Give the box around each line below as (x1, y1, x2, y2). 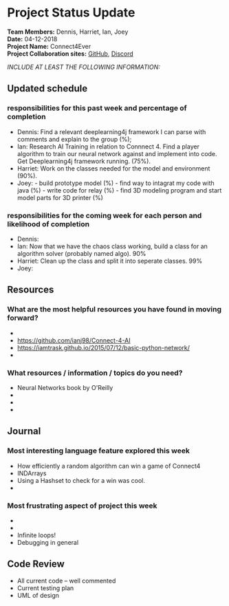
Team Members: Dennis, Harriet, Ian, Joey (7, 28, 129, 36)
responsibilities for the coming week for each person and (7, 210, 202, 220)
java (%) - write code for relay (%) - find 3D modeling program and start (17, 186, 222, 194)
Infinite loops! (17, 531, 56, 539)
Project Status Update (7, 5, 135, 21)
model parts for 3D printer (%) (17, 193, 103, 202)
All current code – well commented (17, 576, 116, 585)
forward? (7, 313, 39, 323)
